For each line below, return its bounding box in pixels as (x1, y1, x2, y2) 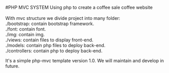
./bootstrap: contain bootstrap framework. (5, 20, 95, 27)
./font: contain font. (5, 26, 46, 32)
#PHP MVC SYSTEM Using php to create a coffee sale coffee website (5, 5, 153, 10)
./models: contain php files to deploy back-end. (5, 42, 106, 48)
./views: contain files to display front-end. (5, 37, 93, 43)
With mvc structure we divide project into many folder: (5, 15, 121, 21)
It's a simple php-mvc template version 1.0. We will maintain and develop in (5, 58, 164, 63)
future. (5, 63, 20, 69)
